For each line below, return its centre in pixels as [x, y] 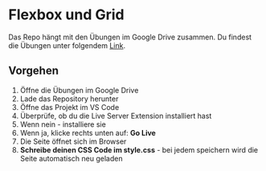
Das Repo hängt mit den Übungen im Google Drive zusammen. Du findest [130, 37]
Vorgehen [33, 71]
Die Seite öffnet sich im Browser [73, 141]
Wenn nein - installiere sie [63, 124]
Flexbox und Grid [66, 15]
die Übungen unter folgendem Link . [67, 45]
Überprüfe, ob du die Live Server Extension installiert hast [116, 116]
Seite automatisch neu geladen [71, 158]
